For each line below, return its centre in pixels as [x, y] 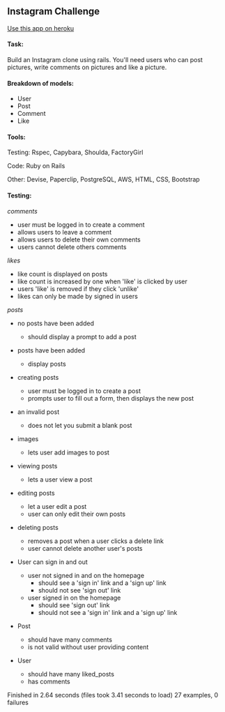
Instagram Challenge [54, 12]
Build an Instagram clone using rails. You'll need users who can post [105, 60]
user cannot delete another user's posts [85, 548]
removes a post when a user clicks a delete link [96, 541]
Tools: [16, 137]
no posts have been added [56, 323]
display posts [47, 364]
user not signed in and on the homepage [86, 575]
